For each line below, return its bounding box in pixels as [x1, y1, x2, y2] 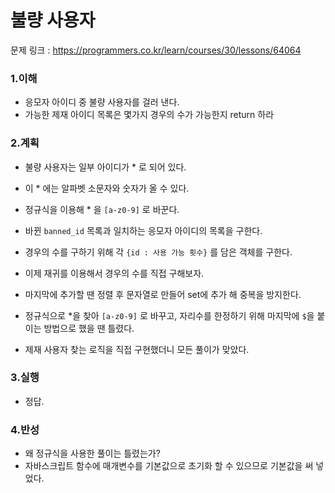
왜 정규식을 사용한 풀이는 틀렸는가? [24, 447, 161, 460]
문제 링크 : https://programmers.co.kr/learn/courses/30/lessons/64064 [10, 44, 302, 56]
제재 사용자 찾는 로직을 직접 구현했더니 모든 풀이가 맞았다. [24, 343, 250, 355]
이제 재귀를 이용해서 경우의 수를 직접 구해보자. [24, 267, 205, 279]
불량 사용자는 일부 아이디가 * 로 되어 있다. [24, 161, 187, 173]
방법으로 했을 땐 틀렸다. [43, 322, 135, 334]
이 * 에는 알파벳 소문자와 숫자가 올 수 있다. [24, 182, 190, 194]
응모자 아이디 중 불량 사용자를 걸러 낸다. [24, 96, 180, 108]
